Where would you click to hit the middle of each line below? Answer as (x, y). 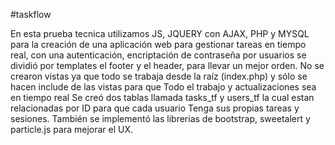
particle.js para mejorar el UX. (72, 129)
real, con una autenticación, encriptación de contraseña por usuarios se (158, 55)
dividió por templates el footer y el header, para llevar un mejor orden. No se (167, 65)
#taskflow (31, 14)
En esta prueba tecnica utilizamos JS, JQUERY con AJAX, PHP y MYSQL (160, 33)
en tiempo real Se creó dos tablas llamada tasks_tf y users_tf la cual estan (162, 97)
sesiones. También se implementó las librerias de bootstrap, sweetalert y (160, 118)
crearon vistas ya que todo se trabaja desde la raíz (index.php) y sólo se (159, 76)
